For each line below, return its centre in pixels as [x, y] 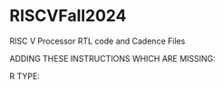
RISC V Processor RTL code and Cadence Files [97, 41]
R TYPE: [25, 76]
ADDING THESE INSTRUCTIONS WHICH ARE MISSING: [112, 58]
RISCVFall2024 [68, 16]
